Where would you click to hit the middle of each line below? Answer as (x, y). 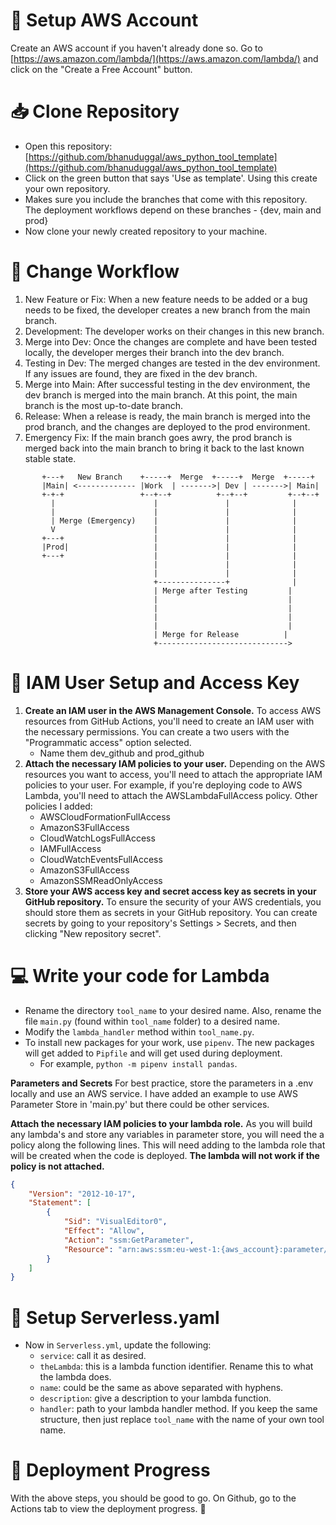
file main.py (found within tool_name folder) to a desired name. (152, 1021)
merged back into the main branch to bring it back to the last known (164, 448)
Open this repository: (68, 146)
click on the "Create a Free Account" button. (101, 69)
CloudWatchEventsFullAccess (101, 859)
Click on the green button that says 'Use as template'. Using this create (171, 178)
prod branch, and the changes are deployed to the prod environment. (167, 426)
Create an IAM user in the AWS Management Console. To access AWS (173, 710)
